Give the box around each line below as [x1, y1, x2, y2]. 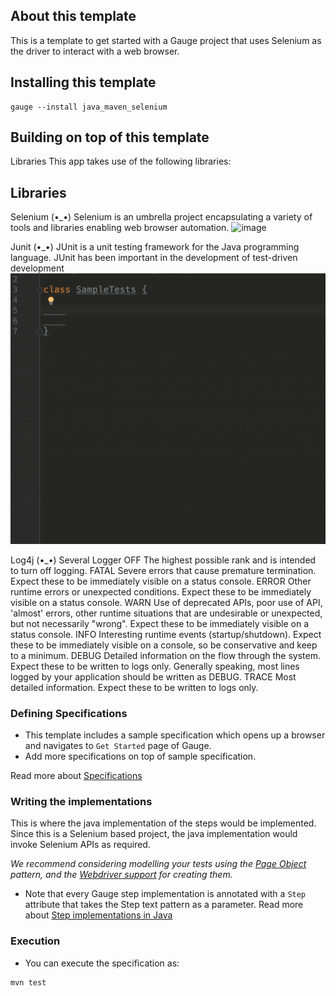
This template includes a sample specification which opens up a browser [24, 729, 326, 741]
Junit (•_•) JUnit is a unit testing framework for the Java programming [10, 241, 300, 253]
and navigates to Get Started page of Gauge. [24, 740, 212, 752]
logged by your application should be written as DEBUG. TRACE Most [10, 670, 297, 683]
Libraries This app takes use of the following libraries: [10, 155, 232, 168]
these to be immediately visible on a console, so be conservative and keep [10, 639, 318, 651]
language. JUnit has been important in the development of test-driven [10, 252, 298, 264]
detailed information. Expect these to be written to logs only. [10, 681, 259, 693]
